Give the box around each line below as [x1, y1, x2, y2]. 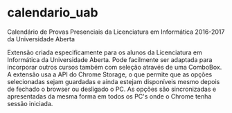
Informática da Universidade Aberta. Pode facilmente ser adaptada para [7, 55, 213, 63]
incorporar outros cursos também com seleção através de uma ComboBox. [7, 63, 222, 71]
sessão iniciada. [7, 99, 53, 107]
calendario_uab [7, 5, 98, 21]
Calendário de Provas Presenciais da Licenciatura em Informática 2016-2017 [7, 28, 225, 36]
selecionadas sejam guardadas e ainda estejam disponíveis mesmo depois [7, 77, 220, 85]
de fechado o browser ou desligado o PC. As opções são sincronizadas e [7, 85, 217, 93]
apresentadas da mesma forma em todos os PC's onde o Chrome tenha [7, 92, 212, 101]
